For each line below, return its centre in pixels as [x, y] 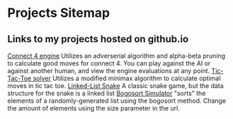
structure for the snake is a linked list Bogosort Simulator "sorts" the [107, 93]
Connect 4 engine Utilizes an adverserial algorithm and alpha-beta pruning [116, 56]
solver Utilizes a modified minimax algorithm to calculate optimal [127, 78]
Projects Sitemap [59, 13]
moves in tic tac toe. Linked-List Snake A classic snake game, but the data [116, 86]
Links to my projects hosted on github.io [98, 39]
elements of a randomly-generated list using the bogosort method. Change [117, 101]
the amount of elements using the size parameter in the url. [94, 108]
